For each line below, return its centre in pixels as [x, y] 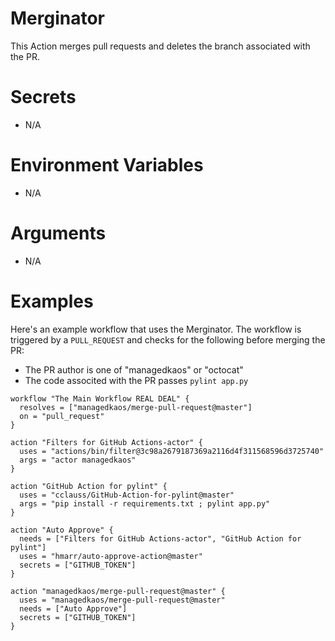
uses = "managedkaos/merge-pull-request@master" [122, 600]
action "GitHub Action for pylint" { [89, 486]
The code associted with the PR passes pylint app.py [136, 380]
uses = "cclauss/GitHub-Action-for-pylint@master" [127, 495]
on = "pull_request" [62, 416]
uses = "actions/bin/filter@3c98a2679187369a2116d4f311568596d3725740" [172, 451]
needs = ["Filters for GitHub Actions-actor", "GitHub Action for [160, 538]
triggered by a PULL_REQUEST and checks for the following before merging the [168, 339]
